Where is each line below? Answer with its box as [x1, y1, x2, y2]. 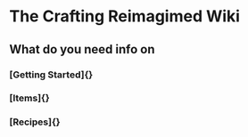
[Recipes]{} [9, 116, 61, 128]
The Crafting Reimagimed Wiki [9, 6, 241, 27]
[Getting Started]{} [9, 68, 94, 81]
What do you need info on [9, 42, 155, 57]
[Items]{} [9, 92, 51, 104]
